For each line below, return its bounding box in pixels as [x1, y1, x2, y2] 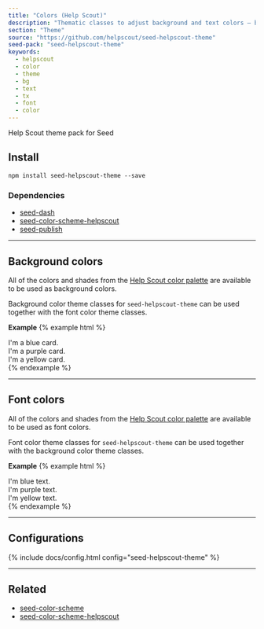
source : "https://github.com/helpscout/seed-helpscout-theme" [8, 33, 216, 42]
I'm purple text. [8, 484, 57, 494]
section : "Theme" [8, 26, 65, 34]
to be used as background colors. [8, 284, 117, 293]
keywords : [8, 48, 41, 56]
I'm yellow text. [8, 493, 57, 502]
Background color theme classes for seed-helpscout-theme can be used [8, 299, 240, 308]
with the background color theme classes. [8, 446, 145, 455]
